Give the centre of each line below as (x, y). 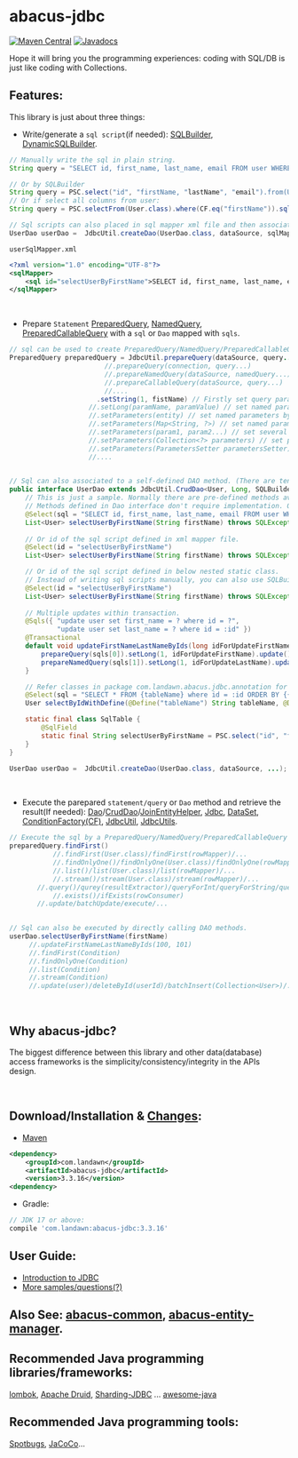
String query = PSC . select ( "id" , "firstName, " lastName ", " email (132, 193)
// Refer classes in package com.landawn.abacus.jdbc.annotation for (157, 687)
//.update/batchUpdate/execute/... (102, 904)
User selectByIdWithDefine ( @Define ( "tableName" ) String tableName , (152, 704)
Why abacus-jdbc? (63, 1031)
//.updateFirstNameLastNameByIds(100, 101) (110, 944)
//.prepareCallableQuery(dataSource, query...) (194, 382)
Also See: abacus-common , (88, 1315)
